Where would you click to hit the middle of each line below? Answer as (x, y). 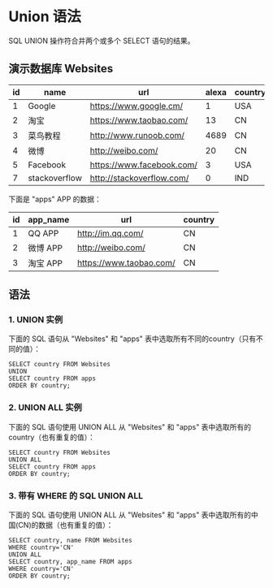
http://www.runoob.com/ (137, 135)
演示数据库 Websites (61, 69)
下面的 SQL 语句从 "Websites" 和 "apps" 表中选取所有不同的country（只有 (132, 339)
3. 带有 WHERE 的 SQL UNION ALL (76, 495)
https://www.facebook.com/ (143, 165)
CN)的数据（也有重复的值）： (66, 525)
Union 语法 (45, 17)
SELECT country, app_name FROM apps (70, 562)
